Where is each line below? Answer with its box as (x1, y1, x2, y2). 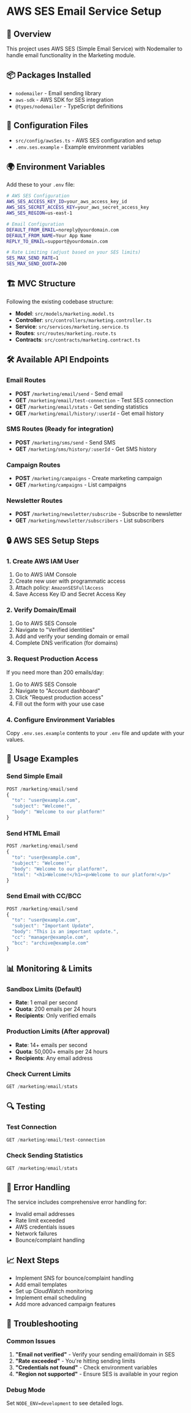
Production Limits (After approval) (6, 1027, 110, 1036)
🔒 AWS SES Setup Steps (6, 535, 99, 546)
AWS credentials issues (15, 1223, 75, 1231)
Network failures (15, 1230, 58, 1237)
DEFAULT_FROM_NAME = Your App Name (6, 232, 92, 239)
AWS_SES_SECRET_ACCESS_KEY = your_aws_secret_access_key (6, 204, 149, 211)
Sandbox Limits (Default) (6, 985, 82, 993)
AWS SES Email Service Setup (6, 4, 162, 18)
